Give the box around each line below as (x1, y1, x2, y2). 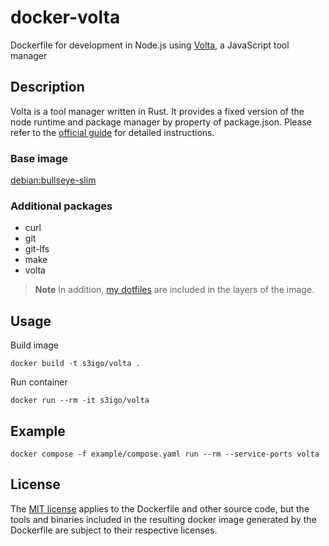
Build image (10, 339, 59, 351)
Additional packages (10, 199, 113, 213)
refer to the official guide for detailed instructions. (10, 126, 215, 138)
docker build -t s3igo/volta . (10, 359, 141, 369)
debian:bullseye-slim (10, 174, 97, 186)
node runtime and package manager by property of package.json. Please (10, 116, 313, 128)
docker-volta (10, 6, 121, 29)
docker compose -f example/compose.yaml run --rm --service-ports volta (10, 449, 320, 459)
